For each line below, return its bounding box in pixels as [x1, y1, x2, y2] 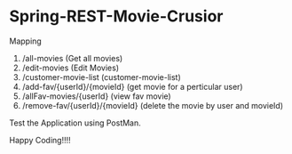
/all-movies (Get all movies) [21, 53, 123, 63]
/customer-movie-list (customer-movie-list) [21, 71, 181, 82]
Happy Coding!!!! [9, 134, 71, 145]
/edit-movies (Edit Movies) [21, 62, 120, 73]
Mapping [9, 36, 42, 46]
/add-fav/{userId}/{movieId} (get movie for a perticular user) [21, 81, 243, 92]
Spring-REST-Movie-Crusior [9, 6, 224, 27]
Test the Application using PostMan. [9, 118, 142, 128]
